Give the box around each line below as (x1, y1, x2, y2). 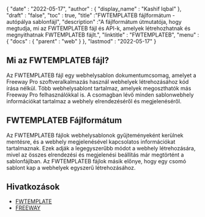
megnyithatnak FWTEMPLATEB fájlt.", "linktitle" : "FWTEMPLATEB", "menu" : (6, 31, 199, 39)
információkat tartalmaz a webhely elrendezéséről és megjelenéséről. (6, 97, 182, 105)
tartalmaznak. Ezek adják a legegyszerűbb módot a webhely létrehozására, (6, 144, 196, 152)
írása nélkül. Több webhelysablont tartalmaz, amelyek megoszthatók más (6, 84, 192, 92)
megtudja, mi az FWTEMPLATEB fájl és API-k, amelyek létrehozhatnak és (6, 24, 191, 32)
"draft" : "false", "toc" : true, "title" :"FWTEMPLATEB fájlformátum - (6, 12, 176, 19)
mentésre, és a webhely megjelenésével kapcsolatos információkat (6, 138, 176, 145)
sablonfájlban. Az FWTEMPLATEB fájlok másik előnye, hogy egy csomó (6, 157, 187, 164)
